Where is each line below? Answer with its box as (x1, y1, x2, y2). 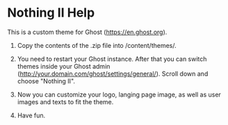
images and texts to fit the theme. (17, 97, 114, 106)
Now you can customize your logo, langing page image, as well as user (17, 90, 221, 99)
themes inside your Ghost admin (17, 62, 111, 70)
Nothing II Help (7, 5, 95, 21)
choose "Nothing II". (17, 76, 75, 85)
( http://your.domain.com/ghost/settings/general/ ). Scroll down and (17, 69, 209, 78)
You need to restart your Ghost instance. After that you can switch (17, 54, 207, 63)
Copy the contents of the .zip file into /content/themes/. (17, 41, 177, 49)
